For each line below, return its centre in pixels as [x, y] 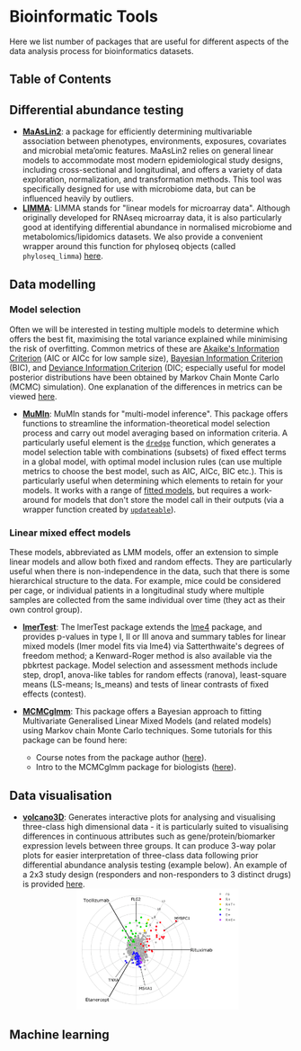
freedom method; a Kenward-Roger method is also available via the [147, 656]
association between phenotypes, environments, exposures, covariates [155, 141]
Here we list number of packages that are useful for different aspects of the [149, 41]
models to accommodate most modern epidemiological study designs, [152, 160]
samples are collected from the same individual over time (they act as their [147, 600]
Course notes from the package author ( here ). [121, 758]
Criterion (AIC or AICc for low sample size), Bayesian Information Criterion [146, 358]
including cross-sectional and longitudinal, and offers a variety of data [152, 170]
